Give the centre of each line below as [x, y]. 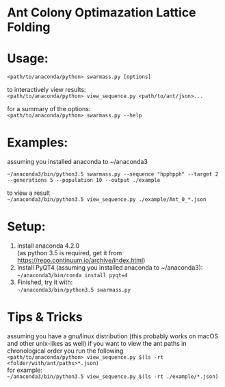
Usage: [28, 59]
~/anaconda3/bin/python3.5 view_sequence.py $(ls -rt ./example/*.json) [113, 376]
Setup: [26, 227]
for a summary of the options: [49, 109]
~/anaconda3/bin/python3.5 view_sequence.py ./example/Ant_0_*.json [107, 200]
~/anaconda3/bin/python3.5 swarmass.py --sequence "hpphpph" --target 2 [113, 174]
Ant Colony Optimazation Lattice [102, 13]
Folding [29, 27]
